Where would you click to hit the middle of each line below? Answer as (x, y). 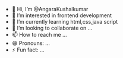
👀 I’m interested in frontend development (61, 15)
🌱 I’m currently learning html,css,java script (65, 22)
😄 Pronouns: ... (31, 43)
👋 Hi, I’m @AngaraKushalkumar (50, 9)
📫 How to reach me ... (39, 35)
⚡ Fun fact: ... (28, 50)
